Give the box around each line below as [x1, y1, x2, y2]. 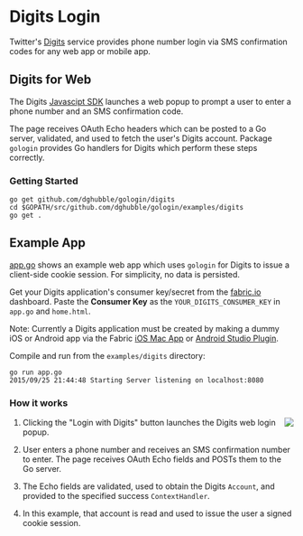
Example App [9, 235, 86, 250]
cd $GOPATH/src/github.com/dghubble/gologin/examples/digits [9, 203, 244, 212]
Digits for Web [9, 72, 92, 88]
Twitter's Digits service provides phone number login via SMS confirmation [9, 36, 289, 47]
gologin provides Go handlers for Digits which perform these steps [9, 142, 258, 153]
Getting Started [9, 174, 78, 187]
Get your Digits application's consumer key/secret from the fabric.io [9, 287, 262, 297]
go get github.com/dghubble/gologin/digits [9, 195, 176, 204]
